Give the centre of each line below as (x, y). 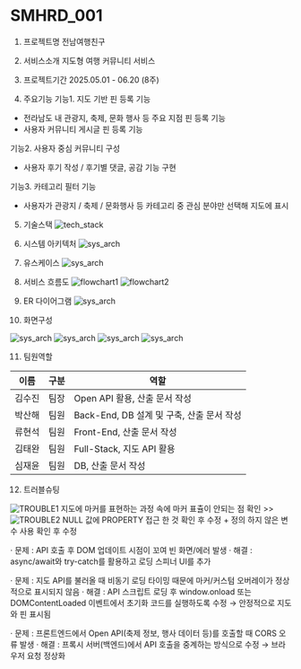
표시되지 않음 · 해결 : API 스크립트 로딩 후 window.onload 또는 (142, 591)
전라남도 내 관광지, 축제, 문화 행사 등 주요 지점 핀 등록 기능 (125, 118)
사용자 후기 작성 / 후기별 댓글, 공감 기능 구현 (100, 167)
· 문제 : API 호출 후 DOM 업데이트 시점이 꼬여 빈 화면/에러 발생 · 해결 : (132, 550)
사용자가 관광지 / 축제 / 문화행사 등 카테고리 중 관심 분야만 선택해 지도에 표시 (156, 205)
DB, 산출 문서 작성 (110, 465)
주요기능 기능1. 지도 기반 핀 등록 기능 (87, 99)
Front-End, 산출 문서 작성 (125, 432)
